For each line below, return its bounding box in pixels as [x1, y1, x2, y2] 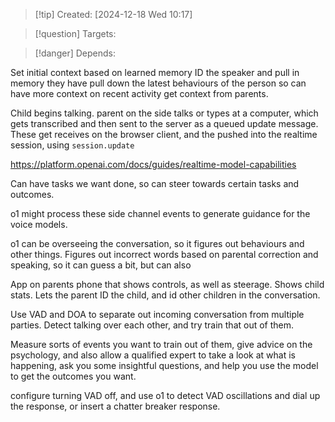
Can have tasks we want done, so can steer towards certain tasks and [10, 178, 300, 189]
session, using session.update [10, 139, 135, 151]
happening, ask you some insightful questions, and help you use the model [10, 360, 319, 371]
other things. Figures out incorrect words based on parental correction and [10, 249, 319, 260]
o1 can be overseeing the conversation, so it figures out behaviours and [10, 238, 305, 249]
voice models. [10, 219, 68, 230]
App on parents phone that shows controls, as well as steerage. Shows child [10, 279, 325, 290]
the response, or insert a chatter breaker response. [10, 400, 221, 412]
